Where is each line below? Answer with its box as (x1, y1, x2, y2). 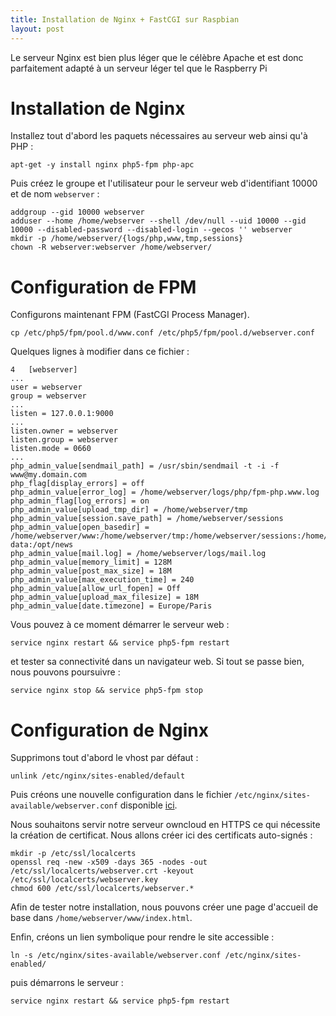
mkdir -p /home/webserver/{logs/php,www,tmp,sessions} (10, 234, 244, 244)
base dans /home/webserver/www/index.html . (10, 912, 193, 924)
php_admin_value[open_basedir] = (10, 522, 150, 533)
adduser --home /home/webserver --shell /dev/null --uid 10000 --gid (10, 216, 307, 226)
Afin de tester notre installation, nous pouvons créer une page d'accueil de (10, 901, 319, 913)
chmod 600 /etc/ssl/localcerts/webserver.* (10, 884, 195, 894)
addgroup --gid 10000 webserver (10, 207, 145, 218)
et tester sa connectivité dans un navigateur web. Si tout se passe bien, (10, 656, 305, 668)
